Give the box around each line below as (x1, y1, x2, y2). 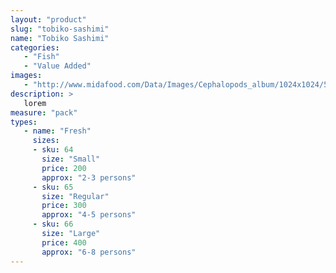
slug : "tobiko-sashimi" (10, 24, 110, 34)
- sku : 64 (32, 145, 74, 155)
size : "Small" (41, 154, 101, 164)
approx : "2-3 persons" (41, 172, 137, 183)
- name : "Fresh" (23, 126, 92, 136)
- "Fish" (23, 52, 60, 62)
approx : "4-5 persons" (41, 210, 137, 220)
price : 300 (41, 201, 87, 211)
